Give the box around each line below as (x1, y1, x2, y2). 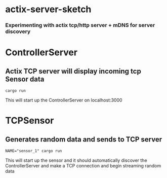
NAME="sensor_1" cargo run (5, 149, 62, 154)
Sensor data (5, 75, 45, 83)
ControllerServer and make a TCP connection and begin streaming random (5, 163, 161, 169)
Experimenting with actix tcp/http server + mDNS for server (5, 22, 155, 29)
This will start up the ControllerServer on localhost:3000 (5, 97, 122, 103)
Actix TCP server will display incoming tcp (5, 67, 142, 76)
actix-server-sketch (5, 4, 92, 15)
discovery (5, 28, 31, 35)
